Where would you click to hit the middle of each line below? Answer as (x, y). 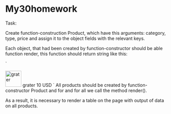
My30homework (41, 9)
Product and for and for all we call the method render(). (89, 90)
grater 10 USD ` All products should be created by (75, 85)
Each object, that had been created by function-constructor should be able (84, 48)
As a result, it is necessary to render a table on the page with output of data (85, 100)
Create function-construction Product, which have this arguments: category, (86, 33)
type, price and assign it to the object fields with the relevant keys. (75, 38)
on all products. (22, 106)
